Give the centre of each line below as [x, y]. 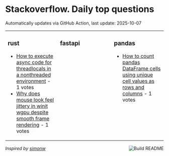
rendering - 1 [32, 124]
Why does [28, 93]
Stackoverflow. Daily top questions [80, 9]
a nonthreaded [34, 74]
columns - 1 [137, 93]
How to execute [35, 56]
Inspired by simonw [26, 148]
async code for [34, 62]
